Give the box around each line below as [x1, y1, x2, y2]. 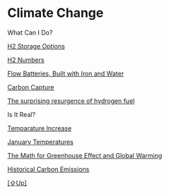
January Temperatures [7, 138, 74, 146]
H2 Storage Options [7, 42, 65, 50]
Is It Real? [7, 110, 36, 119]
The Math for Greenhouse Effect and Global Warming [7, 151, 163, 159]
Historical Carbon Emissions [7, 164, 90, 174]
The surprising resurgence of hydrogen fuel [7, 97, 135, 105]
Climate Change [7, 5, 104, 21]
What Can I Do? [7, 28, 53, 37]
